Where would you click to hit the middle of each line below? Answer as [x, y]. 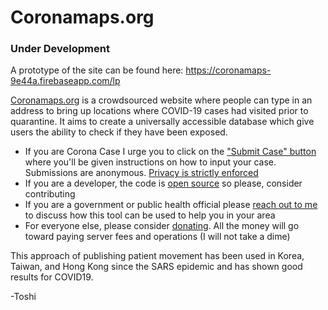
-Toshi [23, 297]
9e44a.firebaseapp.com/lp [65, 81]
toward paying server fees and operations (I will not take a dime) [157, 237]
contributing [50, 194]
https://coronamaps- [228, 70]
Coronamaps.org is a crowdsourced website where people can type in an [161, 100]
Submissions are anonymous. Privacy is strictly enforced [141, 173]
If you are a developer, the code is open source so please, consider [163, 183]
